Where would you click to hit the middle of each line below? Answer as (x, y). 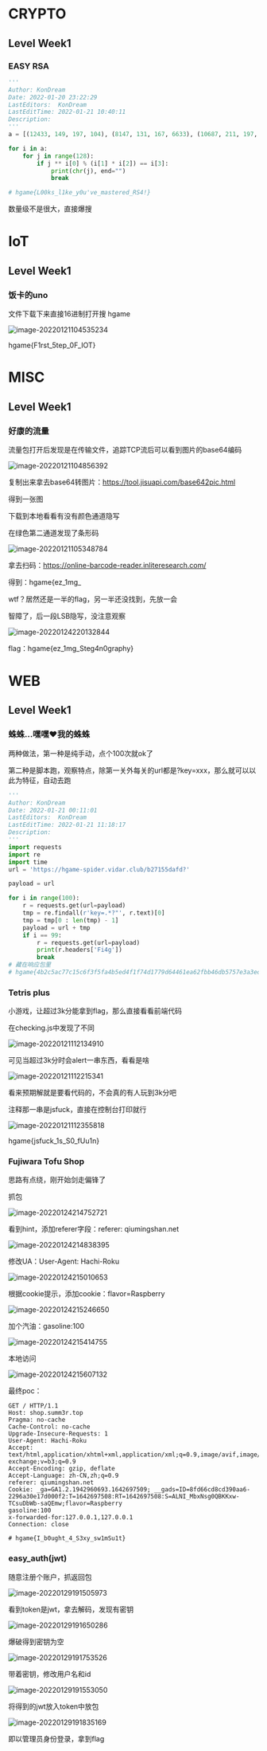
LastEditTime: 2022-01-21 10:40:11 (67, 112)
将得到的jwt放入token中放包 (54, 1706)
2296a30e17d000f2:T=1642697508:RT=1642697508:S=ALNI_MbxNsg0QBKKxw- (124, 1497)
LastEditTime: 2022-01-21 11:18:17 (67, 825)
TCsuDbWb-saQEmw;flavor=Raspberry (66, 1504)
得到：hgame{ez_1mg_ (45, 582)
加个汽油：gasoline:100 (46, 1326)
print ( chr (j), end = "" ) (88, 171)
